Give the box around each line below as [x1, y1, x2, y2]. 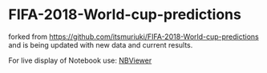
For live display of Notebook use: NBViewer [8, 56, 152, 65]
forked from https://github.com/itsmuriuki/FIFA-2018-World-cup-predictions [8, 32, 259, 41]
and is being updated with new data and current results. [8, 40, 193, 49]
